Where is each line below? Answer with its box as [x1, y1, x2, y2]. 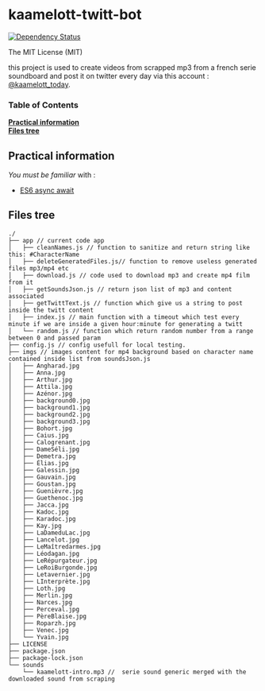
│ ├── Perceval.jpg [8, 605, 80, 613]
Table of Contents [8, 99, 79, 111]
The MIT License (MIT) [8, 47, 83, 56]
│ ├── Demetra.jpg [8, 452, 77, 460]
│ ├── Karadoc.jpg [8, 514, 77, 522]
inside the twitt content [8, 306, 94, 314]
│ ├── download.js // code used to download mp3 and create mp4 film [8, 271, 250, 279]
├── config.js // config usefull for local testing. [8, 340, 186, 349]
